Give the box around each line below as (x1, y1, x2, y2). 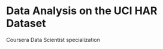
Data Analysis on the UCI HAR (6, 4, 158, 18)
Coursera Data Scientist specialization (6, 36, 101, 43)
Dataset (6, 17, 46, 30)
